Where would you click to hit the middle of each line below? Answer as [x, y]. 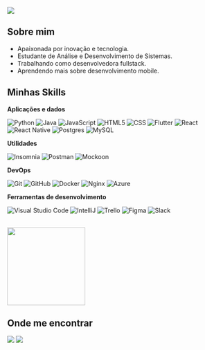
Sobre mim [31, 32]
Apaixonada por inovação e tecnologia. [73, 48]
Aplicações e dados [36, 109]
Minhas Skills [37, 92]
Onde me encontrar [50, 323]
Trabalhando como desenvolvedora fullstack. [82, 63]
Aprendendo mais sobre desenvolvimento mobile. [88, 71]
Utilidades [22, 143]
